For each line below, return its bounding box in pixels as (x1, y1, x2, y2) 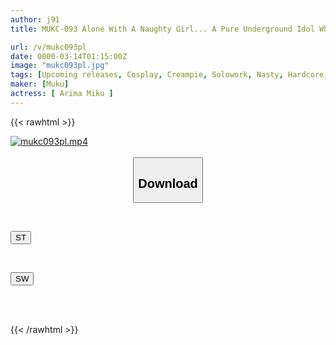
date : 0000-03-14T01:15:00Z (10, 51, 128, 61)
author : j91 (10, 14, 60, 25)
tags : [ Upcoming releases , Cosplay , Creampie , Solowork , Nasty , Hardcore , (10, 70, 329, 80)
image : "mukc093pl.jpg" (10, 61, 110, 71)
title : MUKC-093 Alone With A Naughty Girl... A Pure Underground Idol (10, 24, 315, 34)
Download (138, 176, 198, 191)
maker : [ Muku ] (10, 79, 70, 90)
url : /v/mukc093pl (10, 42, 87, 52)
